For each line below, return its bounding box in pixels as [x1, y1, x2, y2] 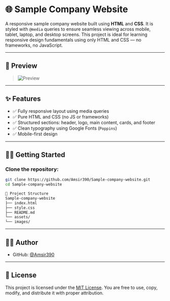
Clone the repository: [5, 166, 59, 173]
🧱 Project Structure [5, 191, 49, 196]
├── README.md [5, 210, 35, 215]
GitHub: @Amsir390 [12, 251, 55, 257]
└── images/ [5, 219, 30, 224]
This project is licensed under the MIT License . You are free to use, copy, [5, 284, 158, 290]
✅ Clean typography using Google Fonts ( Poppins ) [12, 125, 117, 131]
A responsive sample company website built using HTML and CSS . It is [5, 20, 153, 26]
